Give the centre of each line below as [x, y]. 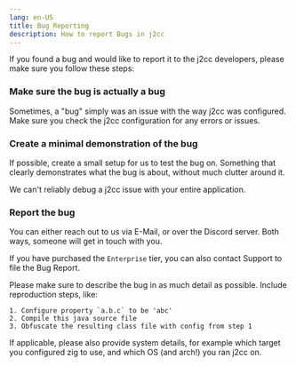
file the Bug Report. [45, 268]
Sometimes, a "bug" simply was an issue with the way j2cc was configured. [148, 111]
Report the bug [42, 212]
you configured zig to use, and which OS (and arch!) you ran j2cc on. [136, 353]
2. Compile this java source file [73, 319]
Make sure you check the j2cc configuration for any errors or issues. [135, 120]
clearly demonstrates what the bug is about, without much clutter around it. [147, 172]
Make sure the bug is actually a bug [88, 91]
